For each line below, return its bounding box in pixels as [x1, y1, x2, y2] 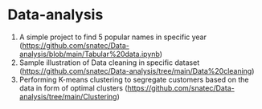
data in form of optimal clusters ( [18, 83, 128, 93]
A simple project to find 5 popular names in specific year [18, 32, 207, 42]
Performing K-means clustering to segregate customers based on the [18, 75, 249, 84]
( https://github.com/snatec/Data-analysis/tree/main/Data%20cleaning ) [18, 66, 255, 75]
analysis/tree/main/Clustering [18, 91, 117, 101]
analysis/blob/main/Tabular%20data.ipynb [18, 49, 160, 59]
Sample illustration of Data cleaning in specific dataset [18, 58, 200, 67]
